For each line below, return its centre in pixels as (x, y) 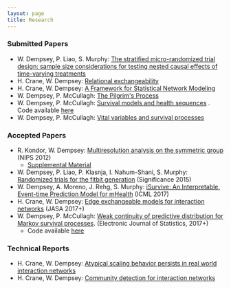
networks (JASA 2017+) (51, 209)
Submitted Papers (38, 44)
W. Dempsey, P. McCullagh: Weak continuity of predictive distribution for (120, 216)
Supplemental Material (59, 165)
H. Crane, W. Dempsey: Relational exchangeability (88, 81)
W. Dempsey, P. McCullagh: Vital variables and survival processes (111, 117)
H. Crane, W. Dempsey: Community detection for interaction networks (116, 278)
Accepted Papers (37, 135)
